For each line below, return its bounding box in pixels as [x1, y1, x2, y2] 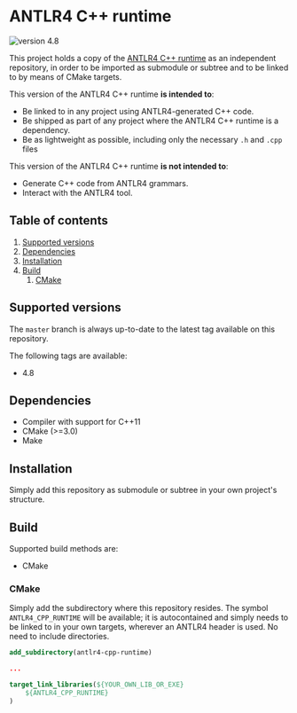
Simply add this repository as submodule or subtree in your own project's [9, 485, 277, 496]
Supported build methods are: [9, 544, 119, 553]
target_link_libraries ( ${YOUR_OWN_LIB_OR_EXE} [9, 680, 184, 689]
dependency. [21, 124, 71, 135]
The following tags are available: [9, 350, 128, 361]
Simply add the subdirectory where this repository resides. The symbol [9, 603, 269, 614]
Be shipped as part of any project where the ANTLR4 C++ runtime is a [21, 115, 279, 126]
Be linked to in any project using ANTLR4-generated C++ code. [21, 106, 254, 116]
